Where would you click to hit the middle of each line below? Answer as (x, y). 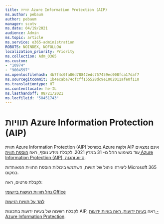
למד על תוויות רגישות (25, 202)
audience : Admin (22, 33)
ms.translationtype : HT (30, 84)
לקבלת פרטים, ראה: (24, 182)
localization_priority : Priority (40, 51)
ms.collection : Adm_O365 (31, 56)
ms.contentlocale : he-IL (31, 89)
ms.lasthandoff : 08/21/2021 (34, 93)
